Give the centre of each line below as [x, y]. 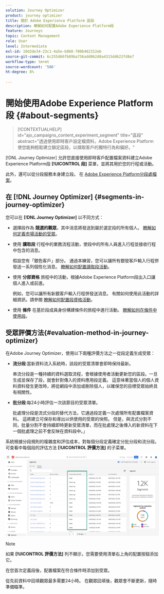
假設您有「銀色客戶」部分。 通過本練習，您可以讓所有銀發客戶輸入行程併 [86, 260]
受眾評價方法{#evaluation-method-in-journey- [77, 333]
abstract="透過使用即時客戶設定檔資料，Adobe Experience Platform [85, 141]
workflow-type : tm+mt [27, 62]
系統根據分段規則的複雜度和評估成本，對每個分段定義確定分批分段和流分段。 [82, 441]
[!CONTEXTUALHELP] [40, 129]
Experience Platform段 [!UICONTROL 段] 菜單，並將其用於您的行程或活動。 [81, 164]
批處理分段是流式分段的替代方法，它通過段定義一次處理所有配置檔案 [81, 413]
